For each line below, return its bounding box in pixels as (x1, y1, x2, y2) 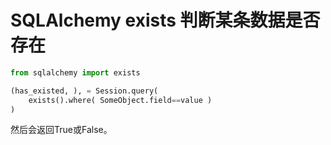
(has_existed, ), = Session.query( (10, 86, 159, 96)
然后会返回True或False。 (10, 124, 113, 136)
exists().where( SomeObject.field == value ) (28, 95, 213, 105)
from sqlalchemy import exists (10, 67, 141, 78)
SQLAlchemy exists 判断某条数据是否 (10, 9, 321, 32)
